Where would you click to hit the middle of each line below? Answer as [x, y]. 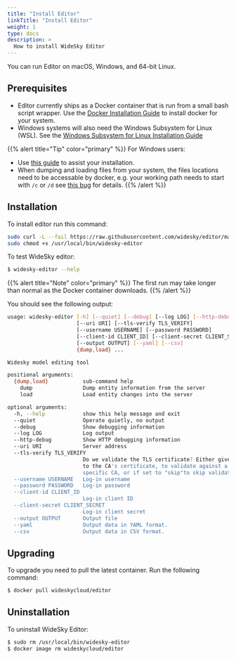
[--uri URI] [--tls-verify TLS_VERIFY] [135, 324]
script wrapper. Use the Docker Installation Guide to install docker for [117, 112]
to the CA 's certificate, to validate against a [155, 466]
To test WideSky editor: [41, 256]
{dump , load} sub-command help [73, 381]
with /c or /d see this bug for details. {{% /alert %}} [92, 185]
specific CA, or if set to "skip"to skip [144, 472]
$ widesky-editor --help [44, 270]
